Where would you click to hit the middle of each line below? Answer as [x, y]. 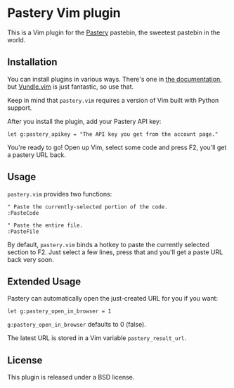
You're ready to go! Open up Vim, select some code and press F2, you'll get [117, 147]
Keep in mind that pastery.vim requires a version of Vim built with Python [113, 100]
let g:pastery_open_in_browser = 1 [59, 311]
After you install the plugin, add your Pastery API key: [84, 121]
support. [20, 108]
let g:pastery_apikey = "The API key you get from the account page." [113, 134]
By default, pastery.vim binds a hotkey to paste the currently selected [108, 244]
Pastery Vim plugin [64, 13]
